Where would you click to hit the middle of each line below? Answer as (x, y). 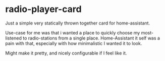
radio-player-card (43, 9)
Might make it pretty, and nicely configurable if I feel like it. (66, 53)
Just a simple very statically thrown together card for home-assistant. (78, 23)
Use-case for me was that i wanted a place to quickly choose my (73, 32)
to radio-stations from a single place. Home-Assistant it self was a (91, 38)
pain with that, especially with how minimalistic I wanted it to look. (74, 43)
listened (13, 38)
